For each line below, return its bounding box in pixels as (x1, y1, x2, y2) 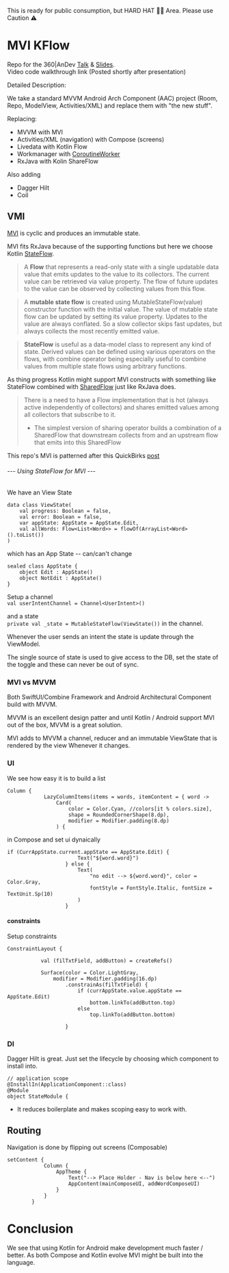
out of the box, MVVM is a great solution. (7, 721, 123, 729)
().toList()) (7, 531, 44, 538)
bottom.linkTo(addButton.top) (90, 999, 176, 1006)
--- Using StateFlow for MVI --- (7, 467, 96, 475)
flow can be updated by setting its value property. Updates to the (23, 312, 208, 320)
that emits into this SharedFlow (33, 438, 122, 446)
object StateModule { (7, 1093, 69, 1100)
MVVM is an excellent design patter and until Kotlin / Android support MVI (7, 714, 215, 722)
